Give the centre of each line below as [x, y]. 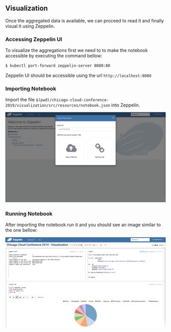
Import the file [20, 100]
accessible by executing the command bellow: [54, 56]
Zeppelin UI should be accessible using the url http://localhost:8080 [78, 75]
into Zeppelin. [126, 105]
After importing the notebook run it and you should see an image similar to [83, 225]
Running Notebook [29, 213]
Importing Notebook [31, 89]
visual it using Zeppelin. [30, 26]
